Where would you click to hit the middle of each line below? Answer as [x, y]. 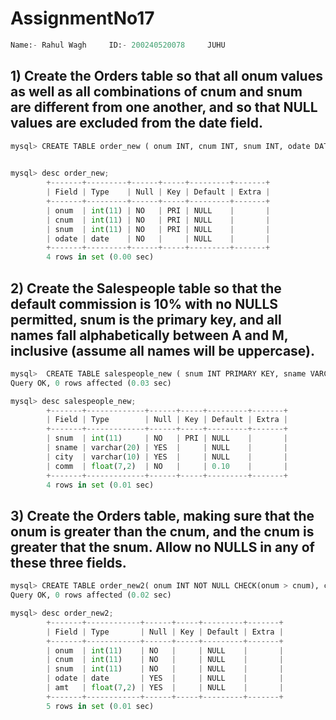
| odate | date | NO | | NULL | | [158, 238]
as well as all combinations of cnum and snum [156, 92]
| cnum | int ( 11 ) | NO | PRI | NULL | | [158, 220]
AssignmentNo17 [82, 18]
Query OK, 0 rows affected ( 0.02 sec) [91, 595]
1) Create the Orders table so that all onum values [166, 76]
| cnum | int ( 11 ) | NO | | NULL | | [165, 660]
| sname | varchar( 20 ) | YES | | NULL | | [167, 448]
